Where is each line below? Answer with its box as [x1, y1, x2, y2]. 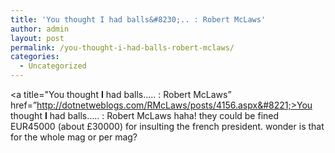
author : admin [10, 24, 70, 34]
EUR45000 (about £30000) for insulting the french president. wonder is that [10, 121, 325, 132]
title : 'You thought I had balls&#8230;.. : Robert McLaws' [10, 14, 267, 25]
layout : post [10, 33, 65, 43]
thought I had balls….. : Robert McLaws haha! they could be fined [10, 110, 280, 121]
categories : [10, 52, 60, 62]
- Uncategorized [19, 61, 87, 71]
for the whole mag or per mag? [10, 131, 138, 143]
